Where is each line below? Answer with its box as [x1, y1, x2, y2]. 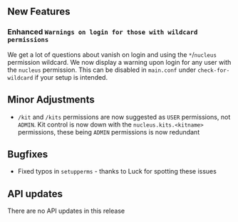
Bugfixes [7, 148, 48, 160]
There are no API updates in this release [7, 206, 125, 216]
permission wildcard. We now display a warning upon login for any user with [7, 58, 232, 66]
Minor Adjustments [7, 94, 95, 106]
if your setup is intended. [34, 73, 108, 81]
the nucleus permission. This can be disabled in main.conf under [7, 65, 197, 74]
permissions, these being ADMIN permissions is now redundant [17, 127, 200, 136]
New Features [7, 6, 71, 18]
